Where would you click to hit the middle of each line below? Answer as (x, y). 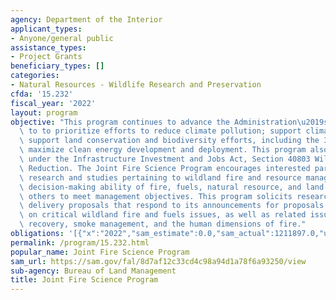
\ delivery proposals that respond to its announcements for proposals (172, 206)
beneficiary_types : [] (57, 66)
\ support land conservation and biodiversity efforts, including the (169, 141)
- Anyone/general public (62, 38)
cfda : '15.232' (42, 94)
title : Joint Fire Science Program (84, 280)
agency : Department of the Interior (86, 19)
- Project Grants (46, 57)
